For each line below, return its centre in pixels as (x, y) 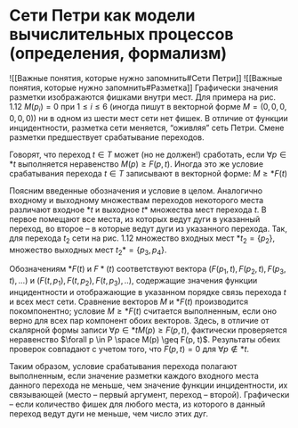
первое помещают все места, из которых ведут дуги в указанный (135, 218)
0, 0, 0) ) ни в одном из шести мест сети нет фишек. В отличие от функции (149, 118)
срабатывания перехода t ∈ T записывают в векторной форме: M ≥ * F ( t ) (148, 173)
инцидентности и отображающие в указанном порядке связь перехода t (148, 292)
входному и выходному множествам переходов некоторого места (137, 200)
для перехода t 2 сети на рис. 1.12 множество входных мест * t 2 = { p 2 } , (142, 239)
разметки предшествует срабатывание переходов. (107, 137)
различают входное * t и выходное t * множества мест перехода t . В (138, 210)
